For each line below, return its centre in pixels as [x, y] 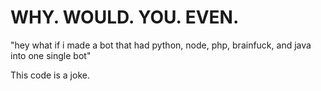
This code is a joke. [50, 75]
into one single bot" [51, 55]
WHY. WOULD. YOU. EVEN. [125, 17]
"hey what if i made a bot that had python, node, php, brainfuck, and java [161, 45]
